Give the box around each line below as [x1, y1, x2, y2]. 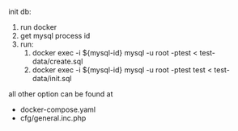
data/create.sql [32, 56, 83, 66]
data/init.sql [32, 74, 72, 83]
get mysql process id [19, 31, 91, 40]
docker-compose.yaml [19, 104, 96, 114]
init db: [8, 7, 32, 16]
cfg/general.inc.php [19, 113, 87, 123]
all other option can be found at [8, 89, 113, 99]
